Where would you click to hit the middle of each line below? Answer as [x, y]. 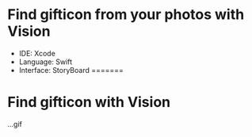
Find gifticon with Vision [89, 103]
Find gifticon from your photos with [126, 15]
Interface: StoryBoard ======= [71, 70]
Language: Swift [46, 62]
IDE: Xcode [37, 53]
